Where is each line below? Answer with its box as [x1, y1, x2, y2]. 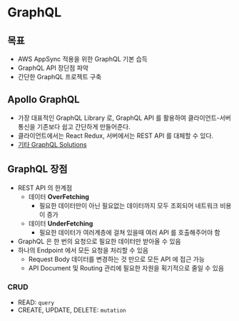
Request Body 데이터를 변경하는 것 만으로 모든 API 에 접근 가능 [28, 255, 205, 263]
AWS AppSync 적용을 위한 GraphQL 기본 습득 [17, 55, 148, 63]
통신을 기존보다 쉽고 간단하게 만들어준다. [17, 122, 131, 131]
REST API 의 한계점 [17, 183, 73, 192]
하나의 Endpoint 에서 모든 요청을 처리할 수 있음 [17, 245, 148, 254]
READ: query [17, 297, 55, 307]
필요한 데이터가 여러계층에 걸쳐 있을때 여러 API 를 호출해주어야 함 [39, 228, 220, 236]
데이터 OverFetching [28, 192, 89, 200]
